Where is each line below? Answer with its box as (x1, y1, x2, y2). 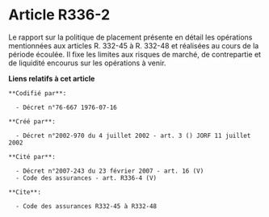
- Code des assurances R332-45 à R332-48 (15, 202, 158, 211)
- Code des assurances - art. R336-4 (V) (15, 173, 158, 182)
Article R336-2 (8, 6, 111, 24)
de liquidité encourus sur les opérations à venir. (8, 58, 166, 68)
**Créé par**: (8, 117, 57, 126)
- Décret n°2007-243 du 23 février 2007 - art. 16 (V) (15, 167, 204, 175)
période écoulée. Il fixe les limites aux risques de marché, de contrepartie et (8, 49, 261, 59)
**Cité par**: (8, 152, 57, 161)
